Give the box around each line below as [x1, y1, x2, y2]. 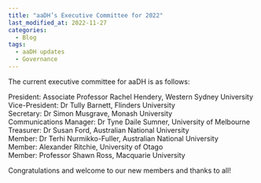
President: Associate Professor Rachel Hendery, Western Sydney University [8, 92, 254, 101]
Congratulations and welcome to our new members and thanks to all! [8, 166, 232, 175]
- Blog [15, 33, 37, 42]
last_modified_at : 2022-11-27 [8, 19, 108, 27]
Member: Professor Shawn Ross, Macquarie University [8, 150, 186, 159]
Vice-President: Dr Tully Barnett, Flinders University [8, 100, 175, 110]
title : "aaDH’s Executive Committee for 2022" [8, 11, 164, 20]
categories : [8, 26, 47, 34]
